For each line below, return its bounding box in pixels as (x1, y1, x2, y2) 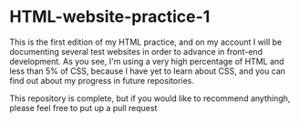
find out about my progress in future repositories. (9, 75, 194, 86)
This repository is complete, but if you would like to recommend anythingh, (9, 93, 291, 104)
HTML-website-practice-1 (9, 6, 211, 27)
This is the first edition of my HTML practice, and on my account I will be (9, 36, 283, 47)
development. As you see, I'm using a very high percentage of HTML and (9, 56, 284, 66)
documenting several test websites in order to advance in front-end (9, 46, 263, 56)
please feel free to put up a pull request (9, 102, 158, 113)
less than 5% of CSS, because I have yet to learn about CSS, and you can (9, 66, 285, 76)
